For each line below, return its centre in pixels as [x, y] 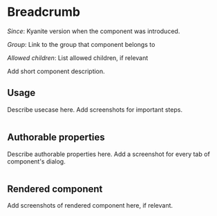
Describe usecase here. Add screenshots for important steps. [95, 109]
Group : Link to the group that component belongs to [81, 44]
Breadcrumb [44, 12]
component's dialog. [36, 161]
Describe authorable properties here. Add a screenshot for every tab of [109, 154]
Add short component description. [56, 71]
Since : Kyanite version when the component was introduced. [94, 31]
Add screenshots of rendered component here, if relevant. [90, 206]
